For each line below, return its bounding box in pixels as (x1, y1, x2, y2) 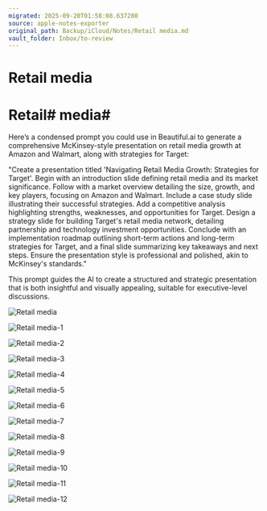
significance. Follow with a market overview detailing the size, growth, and (8, 182, 255, 192)
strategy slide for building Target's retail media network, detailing (8, 216, 224, 226)
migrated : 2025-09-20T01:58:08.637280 (8, 11, 138, 20)
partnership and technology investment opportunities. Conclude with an (8, 225, 247, 234)
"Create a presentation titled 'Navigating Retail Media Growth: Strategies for (8, 165, 260, 175)
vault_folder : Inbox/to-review (8, 34, 113, 43)
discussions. (8, 291, 50, 302)
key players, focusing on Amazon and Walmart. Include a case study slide (8, 191, 253, 200)
